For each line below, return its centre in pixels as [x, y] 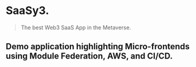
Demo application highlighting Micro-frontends [98, 47]
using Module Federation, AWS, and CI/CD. [89, 56]
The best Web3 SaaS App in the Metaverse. [76, 27]
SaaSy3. [28, 11]
